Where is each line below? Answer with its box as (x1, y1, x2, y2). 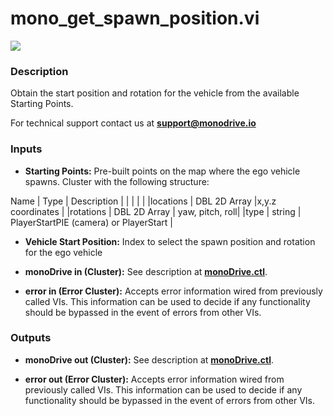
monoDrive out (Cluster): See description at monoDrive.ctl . (24, 353, 275, 366)
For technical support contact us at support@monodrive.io (10, 117, 257, 129)
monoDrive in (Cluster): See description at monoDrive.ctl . (24, 265, 268, 277)
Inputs (10, 142, 43, 156)
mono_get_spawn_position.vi (10, 7, 260, 30)
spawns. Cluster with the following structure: (24, 175, 210, 187)
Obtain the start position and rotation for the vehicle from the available (10, 87, 300, 99)
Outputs (10, 331, 52, 345)
